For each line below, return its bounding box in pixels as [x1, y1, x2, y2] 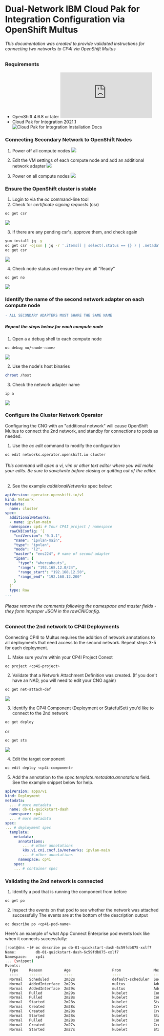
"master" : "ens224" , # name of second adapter [14, 551, 110, 556]
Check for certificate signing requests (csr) [12, 202, 99, 208]
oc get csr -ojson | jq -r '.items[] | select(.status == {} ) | [5, 243, 141, 248]
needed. [5, 433, 22, 439]
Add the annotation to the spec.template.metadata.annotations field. [12, 774, 151, 780]
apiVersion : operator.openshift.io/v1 [5, 492, 84, 497]
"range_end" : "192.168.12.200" [18, 574, 82, 579]
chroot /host [5, 373, 32, 378]
